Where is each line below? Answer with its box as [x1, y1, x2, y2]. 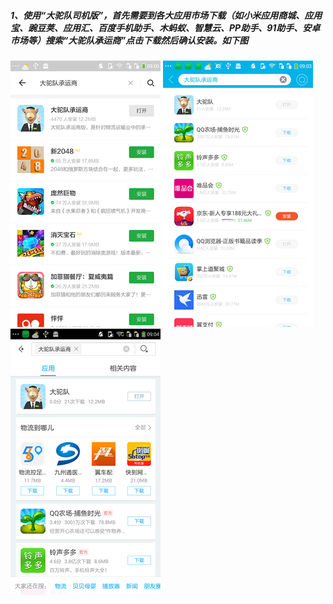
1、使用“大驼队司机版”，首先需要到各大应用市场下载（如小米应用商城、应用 [10, 9, 323, 21]
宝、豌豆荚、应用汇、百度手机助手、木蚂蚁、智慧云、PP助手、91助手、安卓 [10, 21, 321, 34]
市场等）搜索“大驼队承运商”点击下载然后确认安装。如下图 [10, 34, 249, 46]
